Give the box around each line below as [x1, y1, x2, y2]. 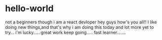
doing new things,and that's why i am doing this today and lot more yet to [5, 24, 154, 30]
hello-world [5, 3, 54, 14]
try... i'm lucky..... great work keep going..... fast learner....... [5, 29, 126, 35]
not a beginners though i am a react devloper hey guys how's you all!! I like [5, 19, 157, 25]
